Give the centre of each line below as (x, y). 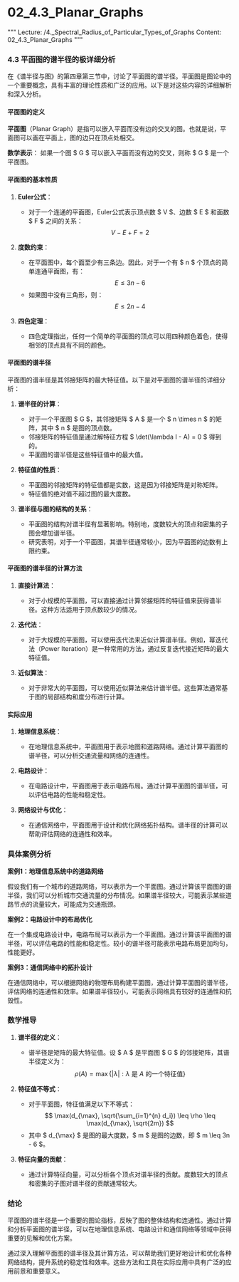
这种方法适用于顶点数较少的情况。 (91, 610)
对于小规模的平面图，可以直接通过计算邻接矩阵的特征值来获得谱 (122, 601)
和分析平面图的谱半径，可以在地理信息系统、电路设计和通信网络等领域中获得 (119, 1229)
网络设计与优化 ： (43, 810)
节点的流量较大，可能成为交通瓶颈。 (66, 904)
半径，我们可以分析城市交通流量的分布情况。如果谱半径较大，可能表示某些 (116, 895)
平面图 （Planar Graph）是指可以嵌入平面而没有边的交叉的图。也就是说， (114, 129)
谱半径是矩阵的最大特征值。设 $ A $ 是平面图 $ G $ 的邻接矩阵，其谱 (129, 1052)
